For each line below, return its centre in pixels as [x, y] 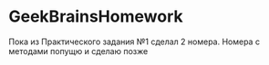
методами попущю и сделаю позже [78, 51]
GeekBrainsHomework [96, 17]
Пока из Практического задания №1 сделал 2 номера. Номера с [134, 42]
